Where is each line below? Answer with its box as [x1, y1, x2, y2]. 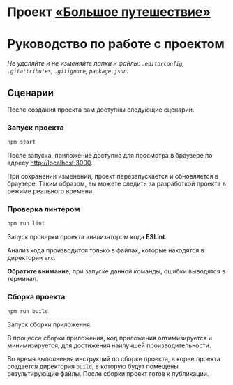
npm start [7, 139, 36, 146]
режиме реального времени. [7, 187, 94, 195]
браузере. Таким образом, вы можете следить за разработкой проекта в [7, 179, 227, 188]
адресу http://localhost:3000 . [7, 158, 93, 167]
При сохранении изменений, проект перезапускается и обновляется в [7, 172, 218, 181]
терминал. [7, 275, 38, 283]
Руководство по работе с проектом [7, 36, 225, 52]
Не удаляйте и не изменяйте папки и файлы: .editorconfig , [7, 59, 185, 68]
